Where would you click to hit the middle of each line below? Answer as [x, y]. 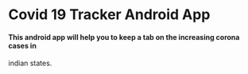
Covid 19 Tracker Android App [109, 15]
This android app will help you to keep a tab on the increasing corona [124, 37]
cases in [23, 45]
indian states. [30, 63]
